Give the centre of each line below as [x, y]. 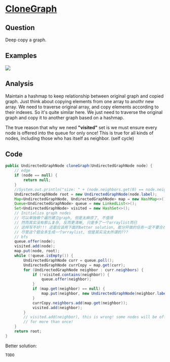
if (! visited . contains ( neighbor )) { [71, 275]
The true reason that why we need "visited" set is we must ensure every [81, 127]
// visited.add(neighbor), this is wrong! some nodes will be [90, 317]
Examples [21, 56]
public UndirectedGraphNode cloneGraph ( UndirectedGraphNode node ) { [79, 166]
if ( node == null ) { [36, 175]
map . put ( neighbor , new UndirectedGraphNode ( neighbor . [99, 294]
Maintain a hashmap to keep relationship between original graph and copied [84, 96]
